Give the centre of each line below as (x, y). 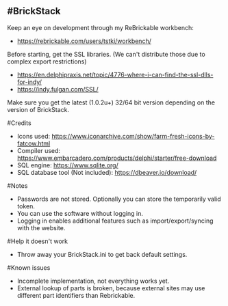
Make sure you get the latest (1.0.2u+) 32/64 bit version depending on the (111, 102)
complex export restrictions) (47, 61)
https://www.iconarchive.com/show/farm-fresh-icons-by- (133, 136)
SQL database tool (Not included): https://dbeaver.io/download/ (107, 172)
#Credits (20, 123)
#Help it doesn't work (38, 241)
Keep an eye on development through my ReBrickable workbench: (100, 27)
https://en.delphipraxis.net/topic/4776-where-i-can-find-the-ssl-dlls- (115, 74)
